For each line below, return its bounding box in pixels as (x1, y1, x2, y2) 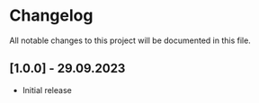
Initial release (22, 84, 72, 95)
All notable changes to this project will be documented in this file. (9, 35, 252, 46)
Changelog (9, 5, 94, 26)
